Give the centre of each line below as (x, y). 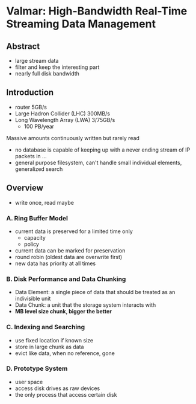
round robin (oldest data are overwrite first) (69, 257)
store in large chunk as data (49, 347)
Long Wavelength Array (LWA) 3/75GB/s (65, 120)
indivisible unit (33, 299)
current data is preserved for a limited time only (74, 231)
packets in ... (31, 156)
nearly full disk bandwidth (47, 73)
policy (31, 244)
